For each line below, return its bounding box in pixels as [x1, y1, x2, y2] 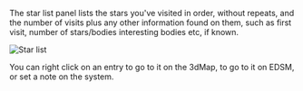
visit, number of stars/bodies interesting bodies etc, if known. [9, 27, 239, 37]
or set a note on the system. [9, 71, 114, 82]
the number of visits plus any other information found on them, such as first [9, 17, 292, 28]
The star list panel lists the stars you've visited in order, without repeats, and [9, 8, 295, 18]
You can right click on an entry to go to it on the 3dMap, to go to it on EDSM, [9, 62, 295, 72]
